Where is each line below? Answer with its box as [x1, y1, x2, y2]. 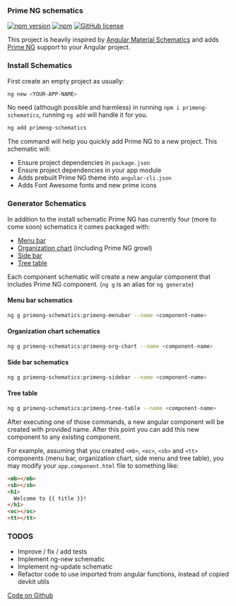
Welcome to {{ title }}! [13, 495, 87, 502]
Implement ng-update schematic [17, 562, 113, 571]
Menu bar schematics [7, 296, 73, 304]
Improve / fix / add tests [17, 547, 88, 556]
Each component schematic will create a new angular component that [7, 272, 211, 281]
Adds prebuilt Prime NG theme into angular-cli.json [17, 173, 172, 182]
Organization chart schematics [7, 327, 100, 336]
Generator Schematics [7, 199, 87, 209]
